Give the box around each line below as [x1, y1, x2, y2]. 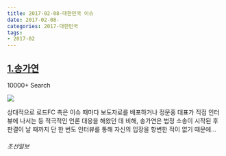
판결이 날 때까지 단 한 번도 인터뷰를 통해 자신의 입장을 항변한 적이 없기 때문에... [7, 125, 217, 133]
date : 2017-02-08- [7, 16, 60, 23]
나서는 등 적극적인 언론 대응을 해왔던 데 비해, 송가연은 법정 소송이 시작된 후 [19, 116, 219, 125]
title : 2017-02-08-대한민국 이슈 [7, 10, 94, 17]
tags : [7, 29, 23, 36]
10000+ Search [7, 81, 51, 89]
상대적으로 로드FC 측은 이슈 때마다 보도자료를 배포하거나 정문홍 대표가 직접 [7, 107, 208, 116]
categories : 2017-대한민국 [7, 23, 79, 29]
